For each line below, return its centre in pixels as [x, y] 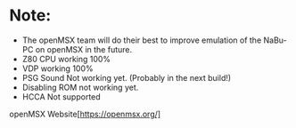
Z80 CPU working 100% [66, 59]
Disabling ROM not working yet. [80, 87]
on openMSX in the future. [83, 49]
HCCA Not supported [61, 96]
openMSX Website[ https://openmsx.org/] [85, 114]
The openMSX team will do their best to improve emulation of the [142, 40]
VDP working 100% [58, 68]
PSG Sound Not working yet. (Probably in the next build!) [127, 77]
